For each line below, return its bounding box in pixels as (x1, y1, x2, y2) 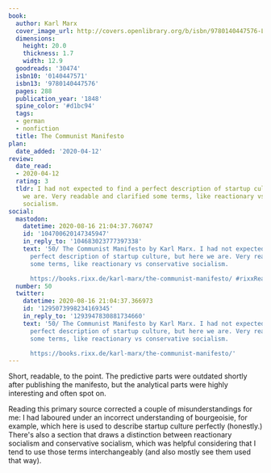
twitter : (15, 289, 45, 298)
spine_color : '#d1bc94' (15, 102, 95, 110)
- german (15, 117, 45, 125)
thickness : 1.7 (23, 49, 74, 57)
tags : (15, 110, 35, 118)
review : (8, 154, 35, 163)
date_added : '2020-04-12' (15, 147, 103, 155)
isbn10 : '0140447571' (15, 72, 89, 80)
